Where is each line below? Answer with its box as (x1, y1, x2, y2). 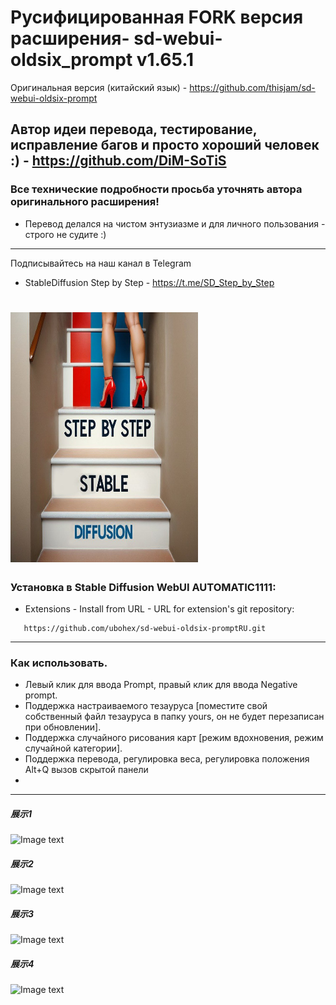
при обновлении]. (24, 721, 102, 733)
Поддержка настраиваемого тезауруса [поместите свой (24, 700, 268, 712)
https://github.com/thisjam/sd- (189, 81, 316, 93)
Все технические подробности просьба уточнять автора (10, 182, 303, 196)
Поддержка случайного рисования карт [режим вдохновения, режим (24, 732, 324, 744)
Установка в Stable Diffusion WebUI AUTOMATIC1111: (10, 580, 277, 594)
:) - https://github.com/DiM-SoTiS (10, 152, 227, 170)
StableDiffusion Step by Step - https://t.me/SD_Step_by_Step (24, 276, 275, 288)
